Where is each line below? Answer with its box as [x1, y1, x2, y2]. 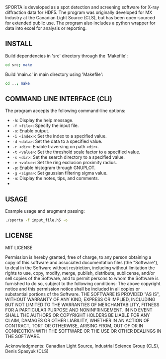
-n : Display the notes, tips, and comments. [12, 176, 99, 181]
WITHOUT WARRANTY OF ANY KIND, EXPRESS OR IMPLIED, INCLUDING [5, 296, 156, 302]
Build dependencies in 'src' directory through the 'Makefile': [5, 53, 128, 59]
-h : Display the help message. [12, 118, 74, 123]
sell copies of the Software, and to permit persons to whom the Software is [5, 275, 159, 281]
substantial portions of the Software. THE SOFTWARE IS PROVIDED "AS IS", [5, 291, 160, 297]
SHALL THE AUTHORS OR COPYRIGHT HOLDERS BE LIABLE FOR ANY [5, 312, 150, 318]
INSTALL [5, 40, 33, 48]
